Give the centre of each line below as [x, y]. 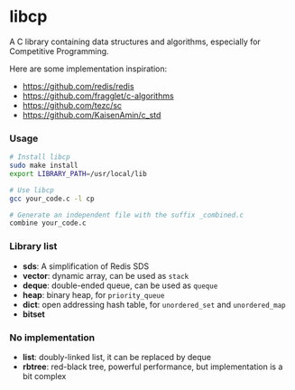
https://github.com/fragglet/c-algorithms [98, 96]
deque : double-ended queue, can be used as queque [120, 285]
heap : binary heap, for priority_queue [93, 294]
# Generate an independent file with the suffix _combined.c [127, 215]
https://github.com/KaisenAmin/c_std [92, 115]
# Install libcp [40, 157]
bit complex [44, 376]
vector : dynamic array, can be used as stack [106, 275]
